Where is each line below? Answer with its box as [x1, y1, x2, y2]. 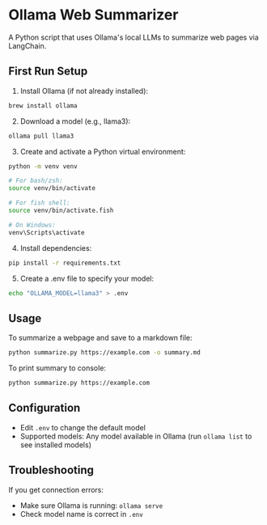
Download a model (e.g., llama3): [19, 116, 131, 126]
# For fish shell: [8, 199, 70, 207]
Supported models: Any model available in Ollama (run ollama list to [19, 431, 252, 441]
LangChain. [8, 40, 47, 50]
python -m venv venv [8, 162, 78, 171]
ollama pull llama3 [8, 132, 74, 140]
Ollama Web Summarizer [8, 6, 179, 24]
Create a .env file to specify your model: [19, 273, 155, 283]
